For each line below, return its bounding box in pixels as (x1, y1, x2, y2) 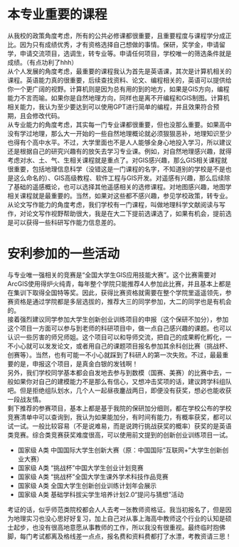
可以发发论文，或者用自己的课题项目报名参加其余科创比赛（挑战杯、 (31, 341, 232, 350)
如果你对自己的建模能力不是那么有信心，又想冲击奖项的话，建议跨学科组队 (13, 377, 232, 386)
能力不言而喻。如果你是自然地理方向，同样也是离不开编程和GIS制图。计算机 (7, 93, 230, 102)
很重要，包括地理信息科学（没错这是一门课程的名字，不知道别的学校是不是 (7, 164, 225, 173)
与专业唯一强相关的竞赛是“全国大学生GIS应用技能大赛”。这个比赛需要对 (7, 270, 217, 279)
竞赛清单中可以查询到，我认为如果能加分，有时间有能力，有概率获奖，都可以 (7, 413, 232, 421)
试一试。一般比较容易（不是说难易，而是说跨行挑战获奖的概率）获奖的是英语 (7, 421, 232, 430)
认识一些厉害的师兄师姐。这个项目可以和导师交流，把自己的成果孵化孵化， (7, 332, 225, 341)
